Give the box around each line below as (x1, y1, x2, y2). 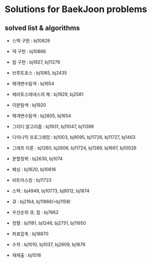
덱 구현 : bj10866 (12, 48, 46, 54)
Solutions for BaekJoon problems (5, 4, 147, 15)
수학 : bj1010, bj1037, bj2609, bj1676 (12, 241, 86, 247)
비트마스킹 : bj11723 (12, 177, 52, 183)
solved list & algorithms (5, 24, 80, 32)
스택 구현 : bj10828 (12, 38, 50, 43)
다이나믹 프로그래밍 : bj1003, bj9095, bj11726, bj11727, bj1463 (12, 134, 136, 140)
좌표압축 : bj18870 (12, 231, 49, 237)
